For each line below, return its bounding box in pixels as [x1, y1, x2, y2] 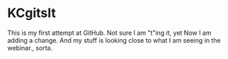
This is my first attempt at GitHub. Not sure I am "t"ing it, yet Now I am [7, 28, 212, 37]
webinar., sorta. [7, 43, 53, 52]
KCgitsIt [7, 5, 57, 21]
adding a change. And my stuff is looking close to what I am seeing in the [7, 36, 221, 44]
